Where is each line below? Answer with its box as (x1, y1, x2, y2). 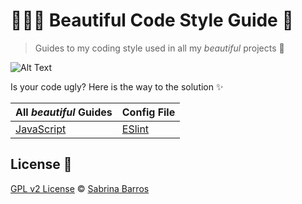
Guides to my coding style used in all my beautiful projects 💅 (34, 42, 285, 54)
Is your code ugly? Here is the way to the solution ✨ (10, 80, 224, 93)
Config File (121, 105, 176, 119)
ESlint (121, 122, 150, 136)
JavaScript (15, 122, 67, 136)
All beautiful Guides (15, 105, 113, 119)
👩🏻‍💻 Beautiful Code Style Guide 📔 (10, 9, 294, 32)
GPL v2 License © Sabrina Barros (10, 182, 150, 194)
